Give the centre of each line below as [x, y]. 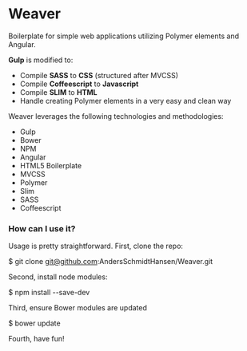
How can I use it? [42, 228]
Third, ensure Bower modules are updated [78, 308]
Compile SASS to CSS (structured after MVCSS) [99, 75]
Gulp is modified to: [41, 60]
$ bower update [35, 323]
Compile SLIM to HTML [58, 92]
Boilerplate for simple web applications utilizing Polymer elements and [124, 36]
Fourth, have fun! [37, 339]
